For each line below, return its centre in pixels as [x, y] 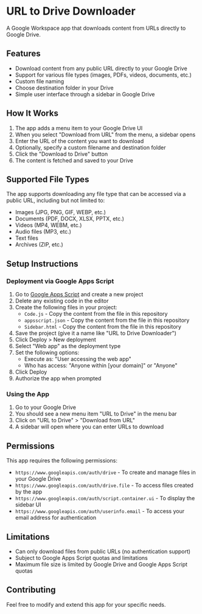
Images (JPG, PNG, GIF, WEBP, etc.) [61, 212]
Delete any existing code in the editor [62, 301]
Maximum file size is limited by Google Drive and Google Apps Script [101, 564]
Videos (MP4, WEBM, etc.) [48, 225]
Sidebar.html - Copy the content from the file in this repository [103, 327]
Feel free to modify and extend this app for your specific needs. [86, 604]
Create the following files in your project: [66, 307]
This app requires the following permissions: [62, 461]
